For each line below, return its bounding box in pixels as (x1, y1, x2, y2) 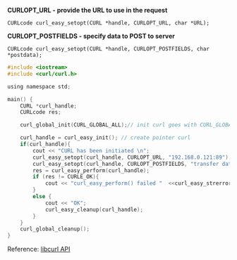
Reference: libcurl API (7, 245, 71, 254)
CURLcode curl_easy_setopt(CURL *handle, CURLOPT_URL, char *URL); (7, 20, 210, 27)
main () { (7, 96, 33, 103)
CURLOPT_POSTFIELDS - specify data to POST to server (7, 32, 175, 40)
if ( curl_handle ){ (20, 141, 71, 148)
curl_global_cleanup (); (20, 226, 90, 233)
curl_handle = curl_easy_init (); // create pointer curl (20, 134, 191, 141)
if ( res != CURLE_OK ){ (32, 174, 99, 181)
